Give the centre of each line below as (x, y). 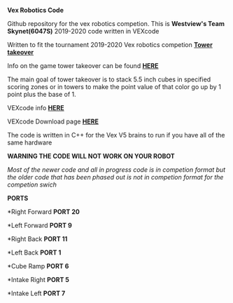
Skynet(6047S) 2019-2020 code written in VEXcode (83, 31)
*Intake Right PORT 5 (38, 280)
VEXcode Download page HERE (53, 121)
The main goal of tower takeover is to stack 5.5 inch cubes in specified (109, 79)
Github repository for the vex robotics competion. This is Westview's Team (116, 23)
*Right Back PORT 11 (37, 239)
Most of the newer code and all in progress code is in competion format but (116, 170)
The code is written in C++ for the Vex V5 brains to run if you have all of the (116, 135)
